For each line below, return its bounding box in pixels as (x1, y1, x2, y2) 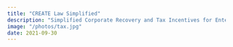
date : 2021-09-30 (7, 29, 58, 37)
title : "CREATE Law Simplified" (7, 10, 101, 17)
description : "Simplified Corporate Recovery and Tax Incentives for (7, 17, 213, 23)
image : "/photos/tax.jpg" (7, 23, 82, 30)
